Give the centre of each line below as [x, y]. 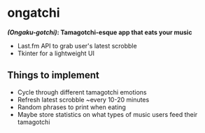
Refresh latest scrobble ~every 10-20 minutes [83, 99]
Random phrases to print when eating [71, 107]
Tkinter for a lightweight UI [56, 53]
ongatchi [34, 13]
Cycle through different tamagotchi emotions [82, 92]
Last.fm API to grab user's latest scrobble [77, 45]
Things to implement [53, 75]
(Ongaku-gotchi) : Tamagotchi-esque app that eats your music [100, 32]
